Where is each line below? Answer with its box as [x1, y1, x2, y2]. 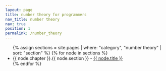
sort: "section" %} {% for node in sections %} [12, 50, 108, 56]
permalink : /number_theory [5, 31, 62, 36]
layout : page [5, 7, 33, 13]
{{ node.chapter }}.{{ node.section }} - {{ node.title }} [12, 55, 123, 61]
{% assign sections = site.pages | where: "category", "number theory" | [12, 45, 161, 50]
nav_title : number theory [5, 17, 60, 22]
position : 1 [5, 26, 30, 31]
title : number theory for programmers [5, 12, 87, 17]
